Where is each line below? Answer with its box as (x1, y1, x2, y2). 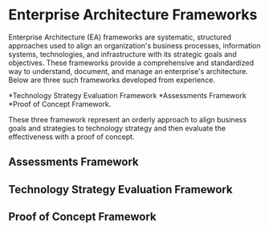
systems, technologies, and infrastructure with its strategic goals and (8, 49, 237, 59)
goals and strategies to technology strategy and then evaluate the (8, 123, 226, 133)
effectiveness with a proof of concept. (8, 131, 135, 142)
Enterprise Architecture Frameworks (8, 6, 258, 24)
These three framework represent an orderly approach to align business (8, 114, 247, 124)
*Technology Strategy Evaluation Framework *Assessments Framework (8, 90, 247, 100)
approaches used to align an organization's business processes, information (8, 40, 261, 50)
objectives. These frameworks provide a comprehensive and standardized (8, 58, 255, 68)
